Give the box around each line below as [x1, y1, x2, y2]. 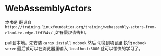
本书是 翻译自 [5, 19, 32, 25]
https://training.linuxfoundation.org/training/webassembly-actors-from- [5, 24, 157, 29]
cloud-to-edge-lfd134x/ [5, 30, 53, 35]
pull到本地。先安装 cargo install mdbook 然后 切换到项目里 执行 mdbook [5, 39, 146, 45]
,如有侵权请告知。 [54, 29, 89, 35]
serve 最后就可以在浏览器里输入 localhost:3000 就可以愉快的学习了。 [5, 45, 143, 51]
